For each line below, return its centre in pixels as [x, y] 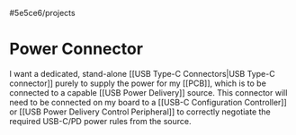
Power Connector [76, 49]
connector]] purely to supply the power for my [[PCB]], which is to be [138, 83]
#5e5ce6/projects [42, 13]
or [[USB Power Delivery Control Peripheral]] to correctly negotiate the [140, 112]
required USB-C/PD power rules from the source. [100, 121]
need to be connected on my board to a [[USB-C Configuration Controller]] [148, 102]
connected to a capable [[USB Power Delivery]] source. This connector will [148, 92]
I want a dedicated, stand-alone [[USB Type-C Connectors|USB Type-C [143, 73]
